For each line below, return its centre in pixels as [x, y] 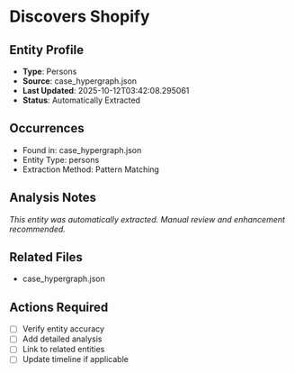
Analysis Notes [53, 198]
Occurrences [47, 128]
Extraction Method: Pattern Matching [91, 169]
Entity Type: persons [61, 159]
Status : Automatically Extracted [81, 100]
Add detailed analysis [62, 339]
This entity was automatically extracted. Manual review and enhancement [147, 219]
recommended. [37, 229]
